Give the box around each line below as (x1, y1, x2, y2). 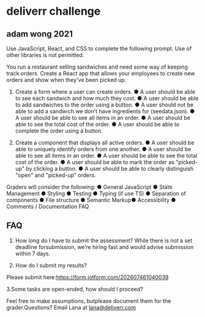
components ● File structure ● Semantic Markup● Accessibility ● (6, 196, 176, 203)
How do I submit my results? (15, 261, 88, 269)
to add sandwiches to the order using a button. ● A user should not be (15, 101, 194, 108)
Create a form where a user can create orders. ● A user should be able (15, 88, 196, 95)
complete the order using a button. (15, 127, 103, 134)
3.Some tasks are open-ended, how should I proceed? (6, 285, 144, 293)
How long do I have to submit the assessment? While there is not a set (15, 237, 193, 244)
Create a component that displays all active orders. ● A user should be (15, 139, 195, 146)
